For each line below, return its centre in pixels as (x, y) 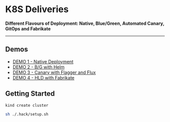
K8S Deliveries (37, 9)
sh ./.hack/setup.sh (27, 114)
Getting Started (30, 94)
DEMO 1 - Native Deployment (43, 61)
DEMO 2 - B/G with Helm (38, 67)
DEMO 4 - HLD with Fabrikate (44, 77)
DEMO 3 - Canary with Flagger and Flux (54, 72)
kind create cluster (27, 105)
